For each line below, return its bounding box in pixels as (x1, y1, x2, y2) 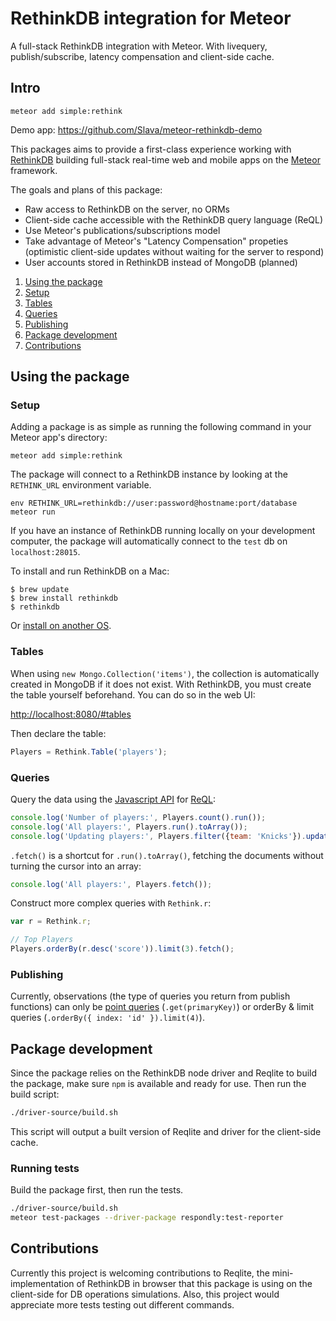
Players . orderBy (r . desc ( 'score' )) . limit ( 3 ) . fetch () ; (10, 944, 235, 954)
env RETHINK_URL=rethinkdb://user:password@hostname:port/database (10, 498, 298, 509)
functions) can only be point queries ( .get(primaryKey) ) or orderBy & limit (10, 1001, 314, 1013)
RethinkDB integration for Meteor (10, 7, 292, 30)
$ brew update (10, 585, 70, 595)
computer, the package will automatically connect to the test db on (10, 535, 288, 547)
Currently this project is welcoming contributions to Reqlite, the (10, 1267, 270, 1279)
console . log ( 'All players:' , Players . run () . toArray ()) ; (10, 822, 248, 832)
